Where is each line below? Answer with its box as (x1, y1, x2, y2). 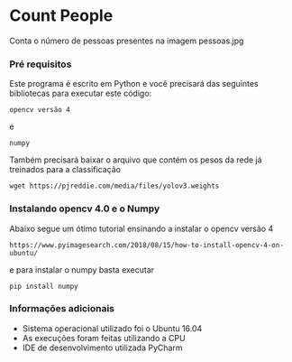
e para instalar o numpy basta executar (9, 264, 155, 275)
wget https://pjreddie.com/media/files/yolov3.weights (9, 181, 220, 190)
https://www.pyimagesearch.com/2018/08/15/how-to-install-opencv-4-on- (9, 240, 284, 249)
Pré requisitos (9, 58, 72, 70)
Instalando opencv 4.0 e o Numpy (9, 202, 160, 215)
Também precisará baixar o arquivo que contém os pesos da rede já (9, 154, 263, 165)
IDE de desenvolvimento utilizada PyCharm (22, 342, 183, 353)
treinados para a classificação (9, 164, 122, 175)
